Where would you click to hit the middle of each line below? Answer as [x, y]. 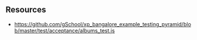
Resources [26, 10]
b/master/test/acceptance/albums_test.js [65, 30]
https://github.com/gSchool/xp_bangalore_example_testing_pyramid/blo [103, 24]
